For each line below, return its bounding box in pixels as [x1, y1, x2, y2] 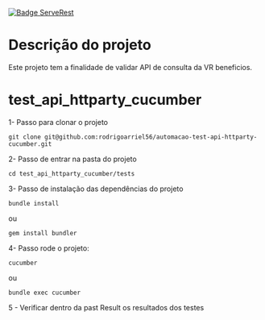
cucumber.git [8, 139, 52, 148]
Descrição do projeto [8, 36, 151, 54]
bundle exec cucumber [8, 289, 81, 297]
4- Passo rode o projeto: [8, 243, 90, 253]
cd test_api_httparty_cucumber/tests [8, 169, 135, 177]
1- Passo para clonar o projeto [8, 117, 109, 127]
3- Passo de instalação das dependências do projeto [8, 184, 184, 193]
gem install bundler [8, 229, 78, 237]
